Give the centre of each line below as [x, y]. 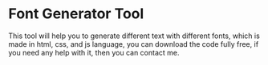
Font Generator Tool [76, 14]
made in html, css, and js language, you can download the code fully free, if [134, 44]
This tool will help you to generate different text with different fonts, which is [134, 36]
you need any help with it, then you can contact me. [94, 52]
